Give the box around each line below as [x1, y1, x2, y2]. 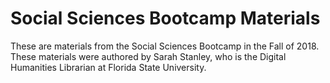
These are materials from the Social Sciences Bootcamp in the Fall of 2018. [10, 40, 320, 52]
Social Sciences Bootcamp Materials [10, 7, 321, 30]
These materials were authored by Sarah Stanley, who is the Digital [10, 50, 287, 62]
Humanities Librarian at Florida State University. [10, 61, 207, 73]
